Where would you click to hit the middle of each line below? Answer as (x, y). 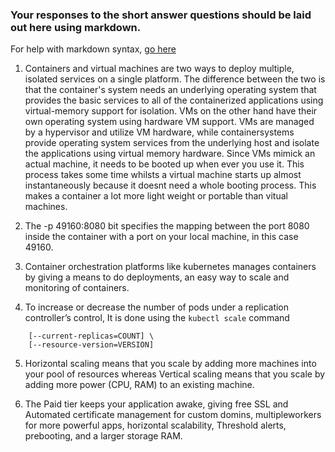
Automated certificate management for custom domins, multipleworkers (173, 415)
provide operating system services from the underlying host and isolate (172, 143)
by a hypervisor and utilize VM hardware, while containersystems (159, 132)
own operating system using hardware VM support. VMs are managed (169, 122)
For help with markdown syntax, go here (93, 49)
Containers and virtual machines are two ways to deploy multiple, (159, 69)
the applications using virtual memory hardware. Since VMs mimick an (170, 154)
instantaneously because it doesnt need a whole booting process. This (170, 185)
